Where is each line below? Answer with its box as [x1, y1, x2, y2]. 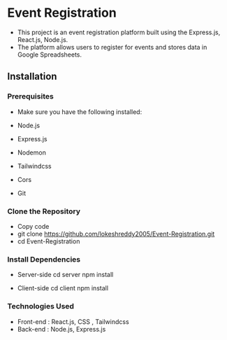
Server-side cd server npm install [17, 271, 114, 279]
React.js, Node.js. [17, 35, 68, 43]
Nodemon [17, 148, 47, 157]
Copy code [17, 222, 50, 230]
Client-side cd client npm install [17, 284, 109, 292]
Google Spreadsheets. [17, 50, 82, 59]
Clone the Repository [7, 206, 81, 216]
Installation [7, 71, 57, 83]
